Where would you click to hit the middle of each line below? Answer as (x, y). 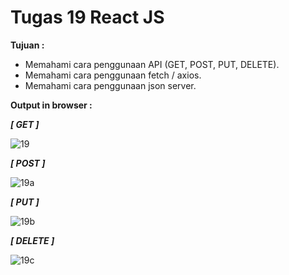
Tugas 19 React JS (87, 17)
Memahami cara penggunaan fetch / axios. (113, 75)
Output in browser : (51, 105)
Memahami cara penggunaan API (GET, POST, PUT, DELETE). (152, 64)
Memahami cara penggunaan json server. (110, 85)
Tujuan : (27, 45)
